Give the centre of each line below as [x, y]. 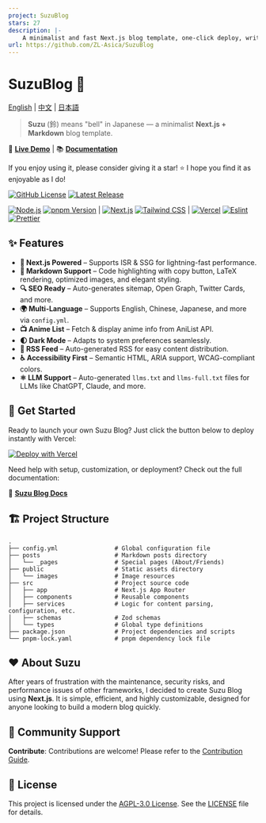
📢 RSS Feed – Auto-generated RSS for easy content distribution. [124, 348]
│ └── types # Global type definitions [106, 625]
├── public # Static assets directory [106, 569]
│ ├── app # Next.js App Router [97, 590]
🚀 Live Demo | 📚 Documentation [63, 149]
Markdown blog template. [70, 133]
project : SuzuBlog [38, 15]
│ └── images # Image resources [92, 576]
